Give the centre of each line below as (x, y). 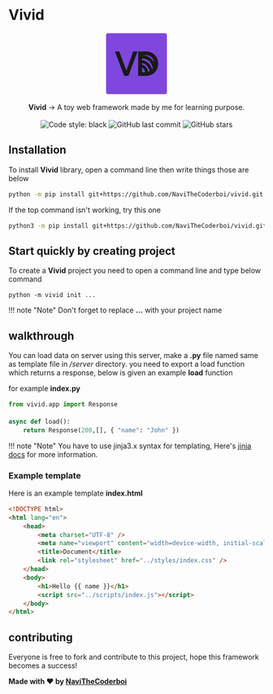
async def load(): (39, 421)
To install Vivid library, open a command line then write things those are (129, 169)
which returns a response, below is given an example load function (121, 373)
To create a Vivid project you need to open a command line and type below (135, 271)
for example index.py (45, 389)
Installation (37, 150)
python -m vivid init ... (52, 295)
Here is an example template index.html (76, 493)
